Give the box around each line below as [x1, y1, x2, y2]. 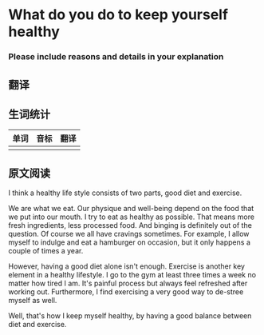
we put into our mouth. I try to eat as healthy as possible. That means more [8, 212, 255, 221]
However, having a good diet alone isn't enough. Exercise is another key [8, 261, 246, 271]
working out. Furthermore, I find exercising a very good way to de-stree [8, 287, 244, 297]
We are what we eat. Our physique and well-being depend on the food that [8, 204, 254, 213]
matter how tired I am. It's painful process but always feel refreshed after [8, 278, 248, 289]
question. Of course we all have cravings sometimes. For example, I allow [8, 229, 250, 239]
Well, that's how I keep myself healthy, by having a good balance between [8, 311, 252, 321]
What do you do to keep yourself [8, 6, 229, 24]
